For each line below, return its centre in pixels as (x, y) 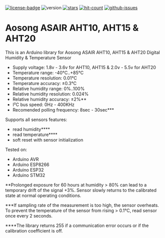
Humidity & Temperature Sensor (38, 57)
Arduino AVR (26, 159)
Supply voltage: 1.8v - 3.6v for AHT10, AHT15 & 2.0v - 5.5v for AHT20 (84, 67)
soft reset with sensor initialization (48, 139)
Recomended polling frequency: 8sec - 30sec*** (63, 109)
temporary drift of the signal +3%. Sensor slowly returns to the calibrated (81, 190)
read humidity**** (31, 129)
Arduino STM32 (29, 175)
